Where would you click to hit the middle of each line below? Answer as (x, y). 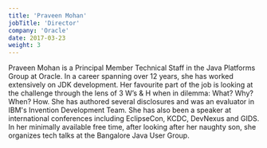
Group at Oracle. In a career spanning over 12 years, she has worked (121, 76)
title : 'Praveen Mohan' (48, 16)
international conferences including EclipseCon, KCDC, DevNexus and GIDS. (134, 119)
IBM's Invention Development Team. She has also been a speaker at (120, 110)
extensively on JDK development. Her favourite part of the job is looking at (131, 85)
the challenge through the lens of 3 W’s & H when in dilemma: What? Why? (131, 93)
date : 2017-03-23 (37, 38)
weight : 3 (25, 45)
